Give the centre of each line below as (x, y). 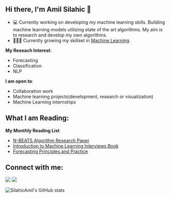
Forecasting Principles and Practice (50, 151)
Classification (27, 66)
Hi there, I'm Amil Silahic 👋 (48, 9)
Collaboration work (33, 91)
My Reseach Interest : (29, 50)
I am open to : (19, 81)
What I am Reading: (37, 118)
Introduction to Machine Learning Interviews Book (66, 146)
